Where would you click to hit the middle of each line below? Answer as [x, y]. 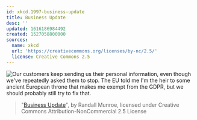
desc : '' [17, 23]
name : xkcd [25, 46]
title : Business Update [36, 17]
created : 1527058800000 [36, 34]
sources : [17, 40]
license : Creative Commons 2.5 [51, 57]
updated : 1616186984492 [36, 29]
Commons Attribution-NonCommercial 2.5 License [84, 111]
